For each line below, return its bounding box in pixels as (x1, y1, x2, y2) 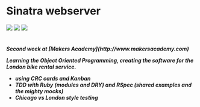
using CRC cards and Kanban (14, 75, 91, 82)
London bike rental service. (6, 63, 77, 70)
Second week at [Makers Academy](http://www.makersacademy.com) (6, 45, 189, 52)
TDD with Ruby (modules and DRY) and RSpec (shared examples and (14, 81, 192, 88)
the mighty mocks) (14, 87, 64, 94)
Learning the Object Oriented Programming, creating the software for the (6, 57, 194, 64)
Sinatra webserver (6, 4, 101, 18)
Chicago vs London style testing (14, 94, 98, 101)
